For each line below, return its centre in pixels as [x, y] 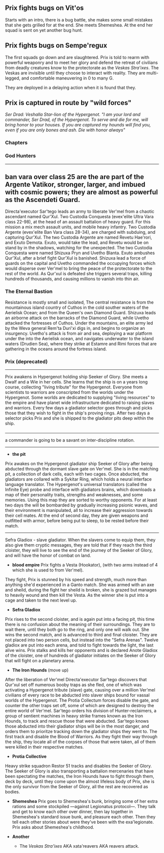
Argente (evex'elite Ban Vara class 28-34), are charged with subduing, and [80, 232]
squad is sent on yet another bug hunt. [44, 30]
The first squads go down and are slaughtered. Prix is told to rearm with [77, 57]
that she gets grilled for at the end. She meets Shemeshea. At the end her [79, 25]
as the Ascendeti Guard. [43, 200]
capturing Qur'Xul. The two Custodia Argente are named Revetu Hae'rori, [79, 237]
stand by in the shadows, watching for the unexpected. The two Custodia [79, 248]
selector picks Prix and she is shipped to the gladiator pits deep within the [79, 418]
